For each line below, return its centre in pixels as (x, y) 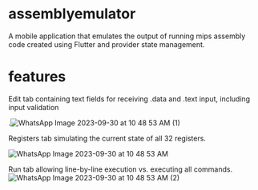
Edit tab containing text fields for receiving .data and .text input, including (129, 99)
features (37, 77)
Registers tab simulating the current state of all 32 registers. (107, 138)
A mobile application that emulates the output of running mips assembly (127, 36)
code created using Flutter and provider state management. (107, 44)
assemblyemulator (72, 14)
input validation (34, 107)
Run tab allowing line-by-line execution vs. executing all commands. (121, 169)
